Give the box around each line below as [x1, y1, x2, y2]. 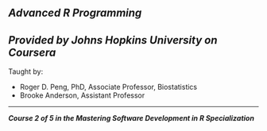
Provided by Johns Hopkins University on [8, 33, 218, 47]
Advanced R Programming [8, 6, 142, 20]
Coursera [8, 45, 56, 59]
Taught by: [8, 67, 44, 76]
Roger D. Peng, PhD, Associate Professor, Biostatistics [19, 83, 197, 92]
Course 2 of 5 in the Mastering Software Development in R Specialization [8, 114, 254, 123]
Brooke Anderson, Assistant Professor [19, 91, 145, 100]
